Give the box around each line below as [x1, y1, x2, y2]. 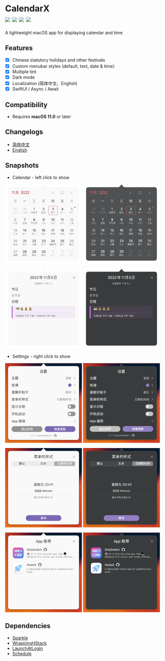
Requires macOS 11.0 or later [12, 114, 71, 120]
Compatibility [5, 100, 48, 109]
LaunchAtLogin [12, 645, 43, 651]
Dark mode [12, 74, 35, 80]
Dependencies [5, 622, 51, 630]
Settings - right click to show [12, 353, 71, 359]
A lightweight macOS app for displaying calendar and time [5, 30, 123, 35]
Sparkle [12, 635, 28, 641]
